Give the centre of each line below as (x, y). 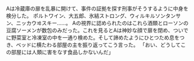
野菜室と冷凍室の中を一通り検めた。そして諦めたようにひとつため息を (95, 37)
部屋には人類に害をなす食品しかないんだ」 (62, 52)
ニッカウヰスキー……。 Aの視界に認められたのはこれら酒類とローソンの (102, 23)
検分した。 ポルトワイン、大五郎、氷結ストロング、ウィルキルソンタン (91, 16)
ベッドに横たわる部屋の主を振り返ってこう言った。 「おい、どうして (98, 45)
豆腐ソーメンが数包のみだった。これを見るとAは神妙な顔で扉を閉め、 (90, 30)
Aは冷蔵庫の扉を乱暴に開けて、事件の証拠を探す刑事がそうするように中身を (97, 8)
